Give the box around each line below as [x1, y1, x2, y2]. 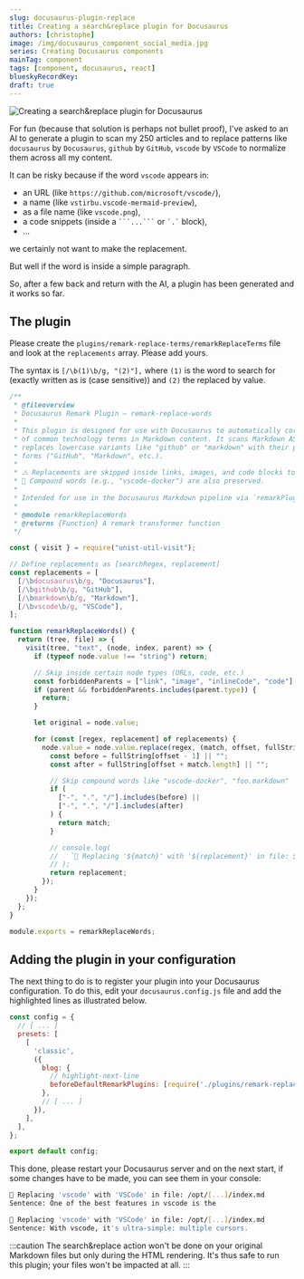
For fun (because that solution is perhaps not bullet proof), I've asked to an [9, 123, 289, 134]
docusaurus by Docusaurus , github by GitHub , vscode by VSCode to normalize [9, 142, 287, 153]
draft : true [9, 81, 54, 90]
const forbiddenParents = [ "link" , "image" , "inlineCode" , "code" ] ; [33, 677, 298, 686]
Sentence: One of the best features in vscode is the [9, 1199, 217, 1208]
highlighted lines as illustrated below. [9, 995, 147, 1006]
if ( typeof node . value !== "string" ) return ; [33, 651, 208, 661]
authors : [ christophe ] [9, 30, 95, 39]
